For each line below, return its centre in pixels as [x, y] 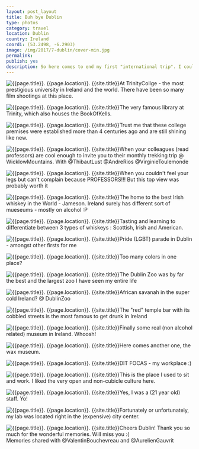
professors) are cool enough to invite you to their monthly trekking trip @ [95, 156]
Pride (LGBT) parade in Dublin [156, 239]
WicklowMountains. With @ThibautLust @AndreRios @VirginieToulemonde [97, 162]
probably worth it [27, 186]
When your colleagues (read [154, 149]
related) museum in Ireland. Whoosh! [51, 334]
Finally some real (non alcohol [156, 328]
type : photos [22, 22]
